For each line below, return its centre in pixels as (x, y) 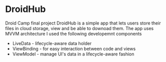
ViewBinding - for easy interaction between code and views (74, 48)
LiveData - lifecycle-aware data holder (52, 43)
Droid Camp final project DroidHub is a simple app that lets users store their (83, 23)
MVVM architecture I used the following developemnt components (73, 33)
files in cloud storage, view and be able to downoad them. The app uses (79, 28)
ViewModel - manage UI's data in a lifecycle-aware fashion (73, 54)
